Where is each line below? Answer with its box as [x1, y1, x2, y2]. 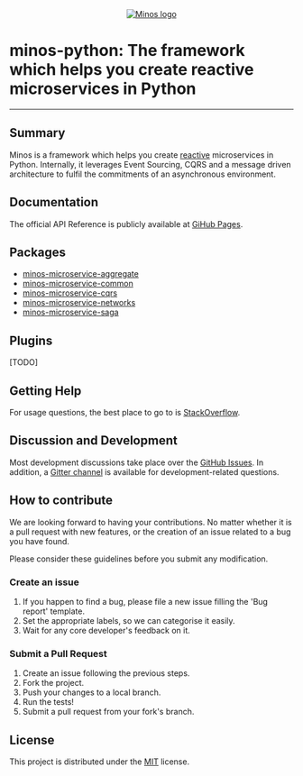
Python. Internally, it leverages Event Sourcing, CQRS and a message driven [9, 159, 291, 169]
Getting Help [9, 383, 82, 398]
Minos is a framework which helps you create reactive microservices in [9, 149, 274, 160]
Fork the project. [22, 678, 85, 689]
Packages [9, 244, 66, 260]
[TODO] [9, 357, 39, 368]
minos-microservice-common [22, 278, 133, 289]
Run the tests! [22, 697, 75, 708]
